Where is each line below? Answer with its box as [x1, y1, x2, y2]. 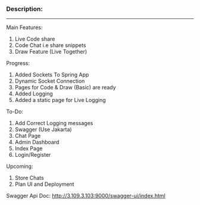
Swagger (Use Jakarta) [14, 126, 73, 133]
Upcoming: [6, 163, 33, 170]
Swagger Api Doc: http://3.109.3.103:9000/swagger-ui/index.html [6, 192, 165, 200]
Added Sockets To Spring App [14, 71, 89, 79]
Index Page [14, 145, 43, 152]
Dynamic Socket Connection [14, 77, 85, 85]
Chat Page [14, 132, 41, 139]
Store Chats [14, 175, 44, 182]
